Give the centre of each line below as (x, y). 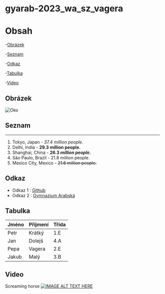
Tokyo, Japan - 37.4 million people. (48, 142)
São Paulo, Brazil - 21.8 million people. (51, 157)
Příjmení (39, 225)
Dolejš (36, 241)
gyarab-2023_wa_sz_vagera (64, 9)
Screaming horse (23, 286)
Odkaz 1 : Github (29, 190)
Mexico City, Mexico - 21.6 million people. (54, 163)
